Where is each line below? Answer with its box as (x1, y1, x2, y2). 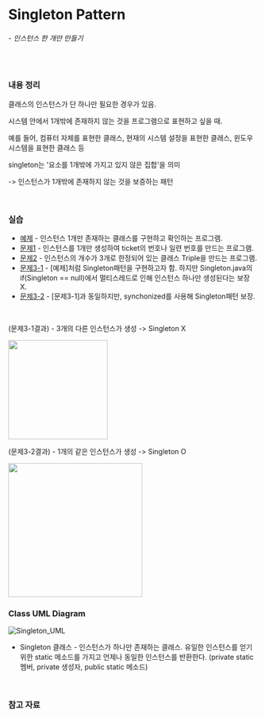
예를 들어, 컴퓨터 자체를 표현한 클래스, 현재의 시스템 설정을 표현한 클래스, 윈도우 (8, 133, 254, 142)
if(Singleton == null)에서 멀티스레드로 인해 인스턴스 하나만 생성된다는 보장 (19, 272, 250, 283)
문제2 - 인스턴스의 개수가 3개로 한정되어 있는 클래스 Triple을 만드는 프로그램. (19, 252, 258, 263)
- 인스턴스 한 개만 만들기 (8, 33, 84, 43)
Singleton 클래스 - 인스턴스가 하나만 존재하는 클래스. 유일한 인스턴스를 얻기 (19, 642, 253, 652)
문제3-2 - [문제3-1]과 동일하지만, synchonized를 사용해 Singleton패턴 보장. (19, 291, 255, 301)
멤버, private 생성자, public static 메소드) (19, 662, 148, 672)
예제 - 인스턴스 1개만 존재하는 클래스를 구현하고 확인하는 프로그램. (19, 233, 224, 243)
